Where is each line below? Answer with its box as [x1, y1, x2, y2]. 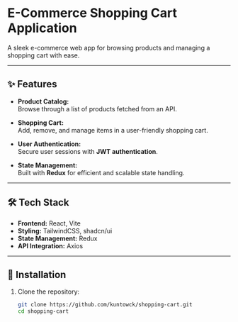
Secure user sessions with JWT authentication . [17, 147, 158, 155]
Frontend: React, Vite [17, 218, 81, 228]
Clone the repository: [17, 287, 80, 296]
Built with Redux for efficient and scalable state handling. [17, 168, 185, 177]
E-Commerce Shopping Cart [7, 5, 178, 21]
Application [7, 20, 77, 36]
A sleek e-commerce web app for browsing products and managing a [7, 43, 210, 52]
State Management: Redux [17, 234, 98, 243]
